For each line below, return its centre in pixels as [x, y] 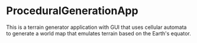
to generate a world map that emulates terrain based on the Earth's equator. [98, 33]
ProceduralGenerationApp [72, 11]
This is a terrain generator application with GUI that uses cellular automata [96, 27]
